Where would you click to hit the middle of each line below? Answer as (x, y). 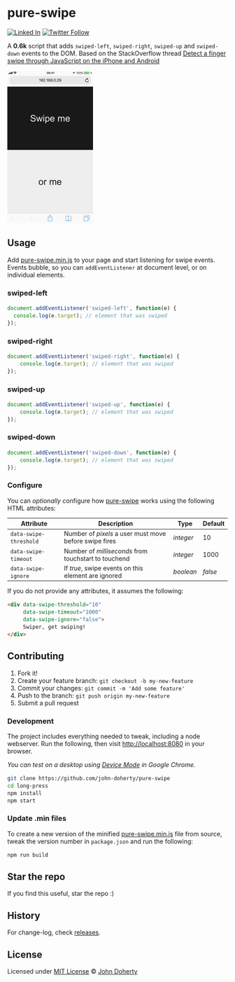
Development (31, 721)
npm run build (28, 855)
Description (116, 524)
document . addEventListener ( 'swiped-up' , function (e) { (89, 404)
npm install (24, 793)
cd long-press (28, 786)
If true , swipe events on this (104, 568)
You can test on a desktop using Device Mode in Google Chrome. (101, 764)
